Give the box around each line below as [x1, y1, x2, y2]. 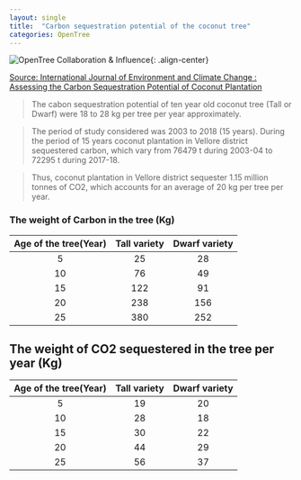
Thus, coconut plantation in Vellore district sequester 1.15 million [31, 172, 269, 183]
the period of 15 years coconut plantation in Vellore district [31, 136, 249, 147]
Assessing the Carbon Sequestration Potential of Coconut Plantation [9, 82, 262, 93]
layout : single [9, 13, 66, 23]
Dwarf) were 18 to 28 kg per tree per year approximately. [31, 109, 242, 120]
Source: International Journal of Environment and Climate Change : [9, 72, 258, 83]
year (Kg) [9, 356, 63, 371]
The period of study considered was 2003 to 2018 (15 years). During [31, 126, 286, 137]
